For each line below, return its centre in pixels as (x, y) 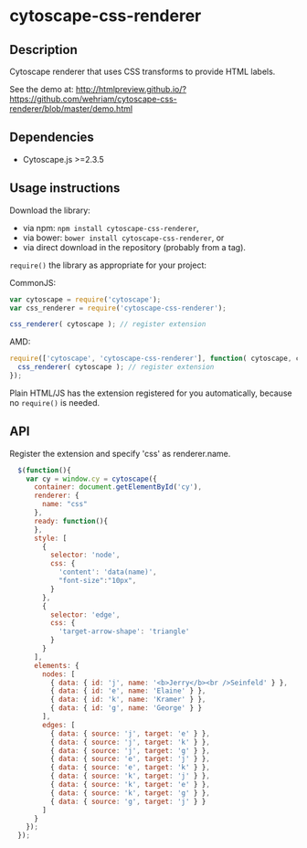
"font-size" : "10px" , (97, 581)
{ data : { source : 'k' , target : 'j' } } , (130, 776)
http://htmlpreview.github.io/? (131, 89)
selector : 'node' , (85, 555)
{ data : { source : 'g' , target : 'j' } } (128, 801)
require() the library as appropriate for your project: (108, 265)
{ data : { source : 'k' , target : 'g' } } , (130, 793)
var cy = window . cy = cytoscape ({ (91, 479)
